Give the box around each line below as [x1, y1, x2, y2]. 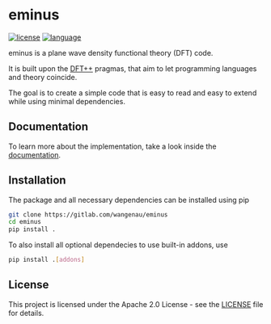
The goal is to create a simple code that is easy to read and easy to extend [8, 87, 257, 98]
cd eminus [8, 218, 42, 226]
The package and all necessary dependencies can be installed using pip [8, 195, 249, 204]
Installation [8, 174, 66, 187]
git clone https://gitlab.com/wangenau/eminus [8, 210, 168, 219]
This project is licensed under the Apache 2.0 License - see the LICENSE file [8, 299, 264, 309]
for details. [8, 308, 44, 318]
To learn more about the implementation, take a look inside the [8, 141, 217, 151]
